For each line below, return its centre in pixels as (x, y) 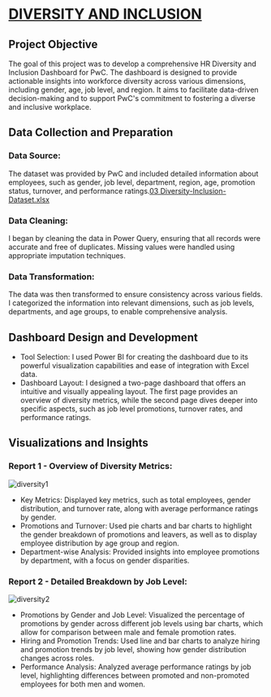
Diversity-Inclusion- (193, 191)
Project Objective (53, 44)
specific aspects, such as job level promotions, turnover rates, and (131, 409)
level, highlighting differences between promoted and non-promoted (135, 676)
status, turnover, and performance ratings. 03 (84, 191)
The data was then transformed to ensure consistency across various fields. (135, 295)
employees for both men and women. (83, 684)
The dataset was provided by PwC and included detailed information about (133, 173)
